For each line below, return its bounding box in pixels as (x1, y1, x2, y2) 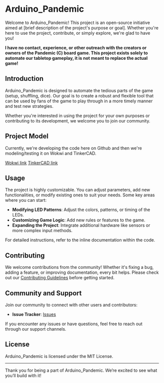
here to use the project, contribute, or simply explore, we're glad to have (5, 30, 150, 36)
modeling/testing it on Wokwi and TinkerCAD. (5, 150, 97, 156)
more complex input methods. (12, 228, 73, 234)
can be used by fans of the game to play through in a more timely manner (5, 98, 153, 104)
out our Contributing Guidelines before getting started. (5, 275, 115, 281)
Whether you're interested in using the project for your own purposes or (5, 113, 150, 119)
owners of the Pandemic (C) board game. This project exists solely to (5, 50, 148, 56)
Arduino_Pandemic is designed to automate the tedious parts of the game (5, 87, 153, 94)
